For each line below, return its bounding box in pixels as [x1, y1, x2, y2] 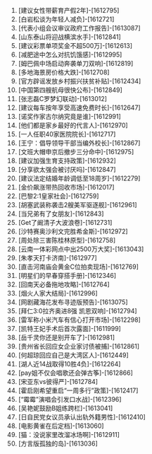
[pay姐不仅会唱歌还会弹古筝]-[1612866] [18, 368, 133, 377]
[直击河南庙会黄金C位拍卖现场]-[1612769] [18, 262, 139, 271]
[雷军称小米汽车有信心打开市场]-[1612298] [18, 315, 141, 324]
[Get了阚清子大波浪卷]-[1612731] [18, 219, 113, 226]
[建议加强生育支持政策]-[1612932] [18, 156, 117, 165]
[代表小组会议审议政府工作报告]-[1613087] [18, 24, 141, 32]
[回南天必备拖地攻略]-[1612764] [18, 280, 110, 289]
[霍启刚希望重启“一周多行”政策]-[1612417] [18, 386, 139, 395]
